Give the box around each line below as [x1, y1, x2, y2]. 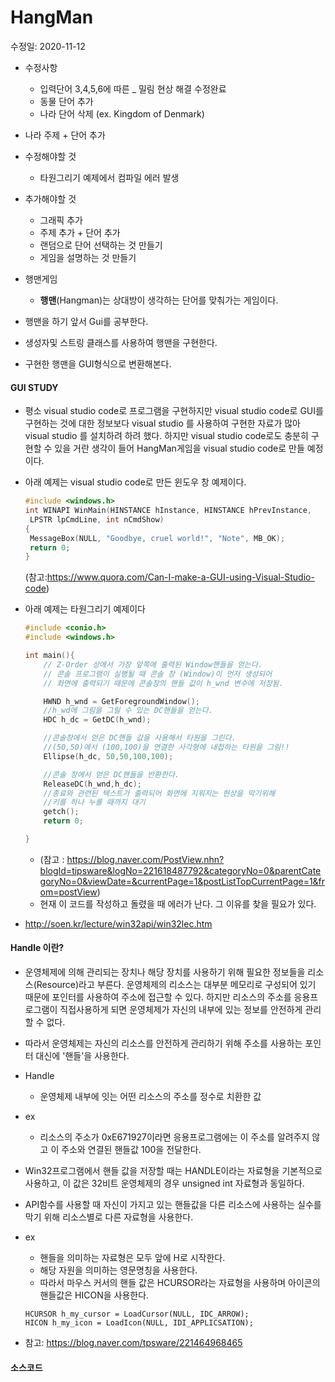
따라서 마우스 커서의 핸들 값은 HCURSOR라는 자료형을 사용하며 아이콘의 [39, 1277, 321, 1289]
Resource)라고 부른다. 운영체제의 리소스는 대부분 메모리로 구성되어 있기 [36, 979, 317, 991]
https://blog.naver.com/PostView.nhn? [66, 853, 225, 865]
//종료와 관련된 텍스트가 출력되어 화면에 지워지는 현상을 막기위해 [43, 788, 276, 798]
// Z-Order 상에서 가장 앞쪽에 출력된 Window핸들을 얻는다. [43, 659, 263, 670]
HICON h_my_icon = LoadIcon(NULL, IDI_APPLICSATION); [24, 1318, 254, 1328]
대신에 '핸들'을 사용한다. [35, 1050, 130, 1062]
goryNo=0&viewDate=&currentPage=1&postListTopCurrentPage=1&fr [39, 875, 326, 887]
